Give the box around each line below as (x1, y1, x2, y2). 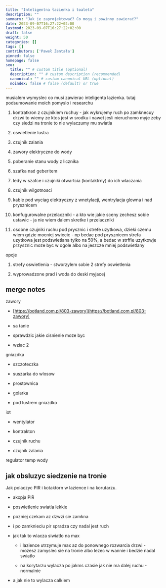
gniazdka (5, 352, 24, 358)
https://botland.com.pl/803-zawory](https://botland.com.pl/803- (14, 308, 146, 314)
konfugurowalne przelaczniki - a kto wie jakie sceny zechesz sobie (12, 212, 149, 217)
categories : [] (5, 40, 37, 45)
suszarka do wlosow (12, 371, 55, 377)
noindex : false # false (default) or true (10, 81, 99, 86)
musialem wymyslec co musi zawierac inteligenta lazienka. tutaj (5, 95, 135, 101)
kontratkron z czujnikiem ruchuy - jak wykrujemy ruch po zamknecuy (12, 109, 154, 115)
